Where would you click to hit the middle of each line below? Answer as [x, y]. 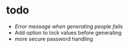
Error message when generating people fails [69, 26]
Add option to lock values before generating [68, 32]
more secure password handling [54, 39]
